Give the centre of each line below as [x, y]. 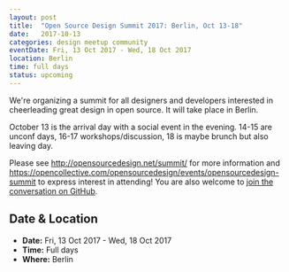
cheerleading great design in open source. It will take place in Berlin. [134, 109]
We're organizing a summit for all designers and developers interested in [141, 100]
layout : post [33, 17]
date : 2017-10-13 [45, 34]
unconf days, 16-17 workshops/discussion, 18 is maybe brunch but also [139, 136]
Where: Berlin [47, 259]
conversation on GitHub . [53, 190]
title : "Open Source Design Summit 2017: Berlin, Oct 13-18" [126, 26]
